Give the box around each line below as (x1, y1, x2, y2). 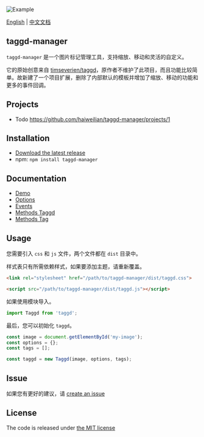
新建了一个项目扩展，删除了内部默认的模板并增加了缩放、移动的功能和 (22, 74, 199, 81)
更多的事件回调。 (6, 81, 49, 88)
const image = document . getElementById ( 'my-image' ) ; (6, 334, 143, 340)
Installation (6, 133, 50, 144)
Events (15, 203, 33, 210)
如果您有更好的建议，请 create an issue (6, 390, 105, 397)
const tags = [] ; (6, 345, 51, 351)
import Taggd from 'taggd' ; (6, 310, 78, 316)
